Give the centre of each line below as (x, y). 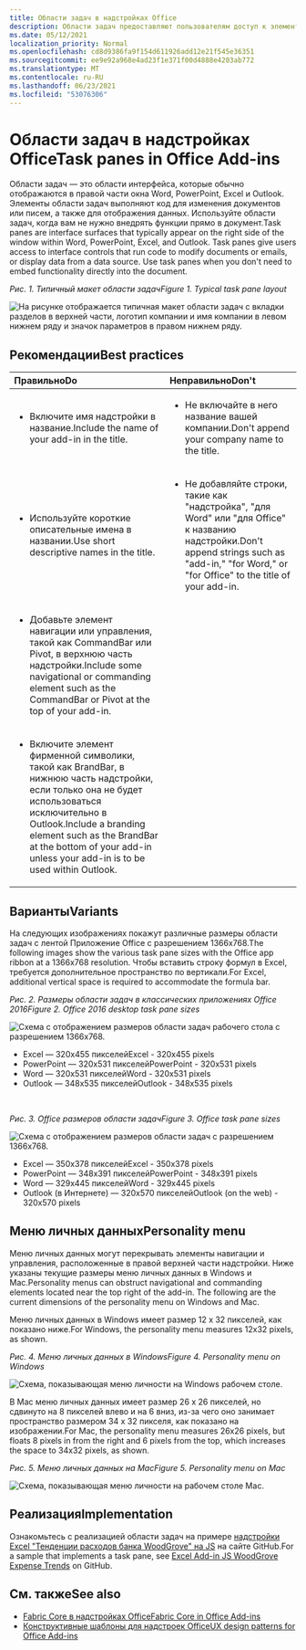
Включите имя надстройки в (93, 416)
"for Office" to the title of (238, 575)
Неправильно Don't (213, 381)
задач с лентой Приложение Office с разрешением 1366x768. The (137, 943)
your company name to (235, 439)
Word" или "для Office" (236, 519)
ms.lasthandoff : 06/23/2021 (63, 86)
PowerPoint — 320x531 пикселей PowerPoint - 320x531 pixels (139, 1064)
